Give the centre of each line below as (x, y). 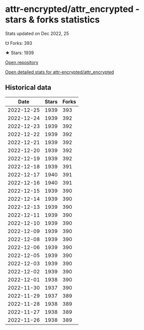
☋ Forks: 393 (19, 43)
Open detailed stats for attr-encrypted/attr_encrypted (60, 72)
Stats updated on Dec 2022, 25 (37, 33)
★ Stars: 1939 (20, 53)
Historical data (28, 88)
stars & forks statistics (52, 20)
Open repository (22, 62)
